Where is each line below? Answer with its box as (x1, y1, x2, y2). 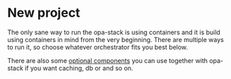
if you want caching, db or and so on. (24, 64, 134, 72)
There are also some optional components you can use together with (7, 56, 208, 64)
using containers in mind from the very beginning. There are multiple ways (7, 35, 224, 43)
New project (7, 5, 81, 21)
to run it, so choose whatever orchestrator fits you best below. (7, 43, 189, 51)
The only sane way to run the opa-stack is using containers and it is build (7, 28, 220, 36)
